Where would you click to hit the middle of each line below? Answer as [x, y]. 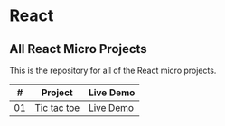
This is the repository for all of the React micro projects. [113, 70]
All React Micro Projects [78, 49]
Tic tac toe [57, 108]
